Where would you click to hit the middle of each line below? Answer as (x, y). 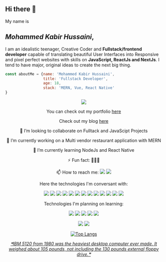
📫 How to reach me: (78, 172)
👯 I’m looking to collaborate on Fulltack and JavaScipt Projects (84, 131)
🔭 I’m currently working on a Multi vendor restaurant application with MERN (84, 140)
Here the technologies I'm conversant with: (84, 184)
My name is (17, 21)
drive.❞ (84, 254)
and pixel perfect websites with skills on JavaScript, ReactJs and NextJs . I (82, 59)
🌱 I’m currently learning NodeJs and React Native (84, 150)
